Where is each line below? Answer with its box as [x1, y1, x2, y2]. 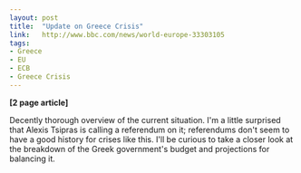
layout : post [9, 13, 59, 23]
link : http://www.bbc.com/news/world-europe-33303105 [9, 30, 225, 39]
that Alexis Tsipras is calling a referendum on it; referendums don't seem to [9, 124, 290, 135]
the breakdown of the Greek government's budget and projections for [9, 143, 270, 154]
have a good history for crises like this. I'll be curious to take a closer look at [9, 133, 294, 145]
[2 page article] [9, 97, 69, 108]
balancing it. [9, 153, 56, 164]
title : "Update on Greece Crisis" [9, 22, 144, 31]
